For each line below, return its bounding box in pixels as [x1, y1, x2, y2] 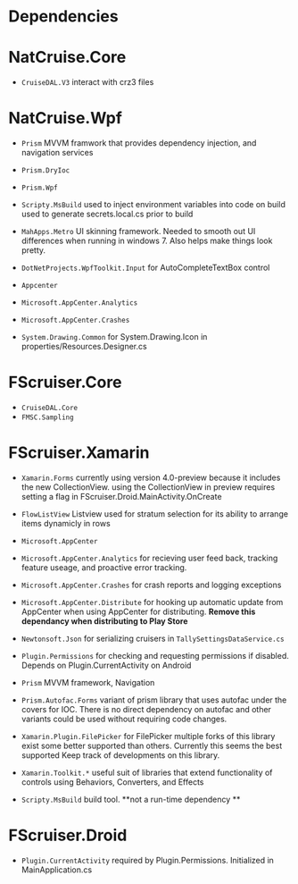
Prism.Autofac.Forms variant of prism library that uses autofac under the [21, 695, 287, 705]
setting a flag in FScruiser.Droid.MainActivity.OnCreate [21, 491, 222, 501]
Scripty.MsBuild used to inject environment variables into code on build [21, 199, 286, 210]
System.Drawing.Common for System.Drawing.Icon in [21, 332, 208, 342]
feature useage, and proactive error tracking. [21, 561, 187, 573]
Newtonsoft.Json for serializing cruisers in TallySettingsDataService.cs [21, 633, 285, 644]
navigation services [21, 147, 94, 158]
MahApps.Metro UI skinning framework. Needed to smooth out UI [21, 226, 256, 237]
